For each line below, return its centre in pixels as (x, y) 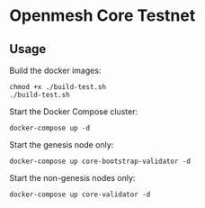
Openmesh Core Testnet (102, 16)
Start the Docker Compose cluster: (73, 112)
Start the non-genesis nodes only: (72, 178)
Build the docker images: (55, 70)
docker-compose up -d (50, 128)
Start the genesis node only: (62, 145)
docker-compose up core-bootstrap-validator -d (100, 161)
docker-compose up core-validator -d (80, 194)
